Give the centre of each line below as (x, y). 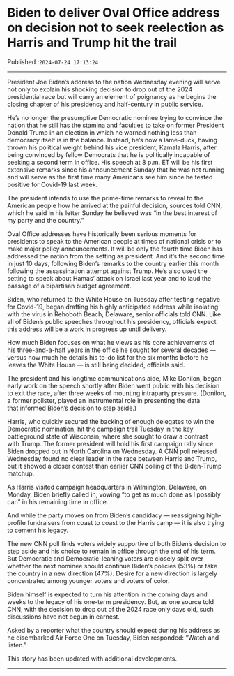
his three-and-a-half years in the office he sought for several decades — (111, 350)
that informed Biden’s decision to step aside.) (72, 408)
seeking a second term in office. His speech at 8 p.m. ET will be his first (110, 162)
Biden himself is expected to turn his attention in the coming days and (107, 594)
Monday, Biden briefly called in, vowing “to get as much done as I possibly (114, 494)
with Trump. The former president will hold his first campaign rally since (110, 443)
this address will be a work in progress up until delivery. (87, 329)
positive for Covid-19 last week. (53, 184)
